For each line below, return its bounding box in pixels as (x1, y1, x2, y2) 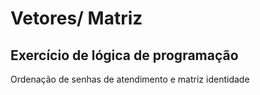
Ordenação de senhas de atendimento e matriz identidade (10, 73, 250, 85)
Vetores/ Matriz (10, 7, 143, 30)
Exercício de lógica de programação (10, 47, 239, 64)
